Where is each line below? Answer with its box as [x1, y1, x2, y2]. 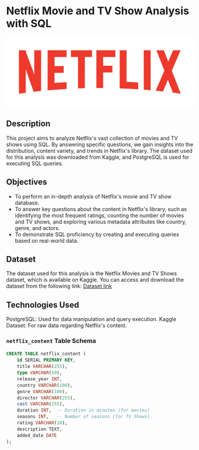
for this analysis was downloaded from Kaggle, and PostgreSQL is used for [6, 153, 189, 161]
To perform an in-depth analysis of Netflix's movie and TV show [14, 193, 172, 200]
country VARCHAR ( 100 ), [17, 382, 73, 388]
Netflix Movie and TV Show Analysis [6, 4, 189, 18]
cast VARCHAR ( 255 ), [17, 401, 65, 407]
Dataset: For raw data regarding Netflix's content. [6, 322, 127, 329]
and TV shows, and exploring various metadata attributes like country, [14, 218, 187, 225]
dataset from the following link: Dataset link [6, 282, 112, 289]
